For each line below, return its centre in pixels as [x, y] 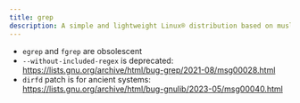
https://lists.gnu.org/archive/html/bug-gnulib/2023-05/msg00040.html [152, 89]
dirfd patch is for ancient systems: [87, 79]
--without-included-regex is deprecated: [98, 60]
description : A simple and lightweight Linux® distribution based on [142, 26]
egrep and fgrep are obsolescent [82, 51]
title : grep [31, 17]
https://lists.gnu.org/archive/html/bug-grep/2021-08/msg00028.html [149, 70]
